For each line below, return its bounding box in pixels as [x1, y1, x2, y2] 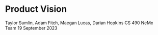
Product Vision [5, 3, 67, 15]
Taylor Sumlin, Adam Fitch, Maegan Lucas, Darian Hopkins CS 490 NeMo [5, 20, 154, 26]
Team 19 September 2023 [5, 25, 57, 31]
